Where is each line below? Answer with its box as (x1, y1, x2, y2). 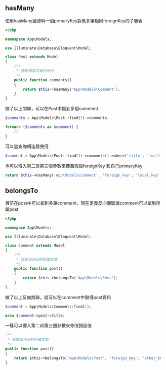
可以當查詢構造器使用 (5, 143, 48, 149)
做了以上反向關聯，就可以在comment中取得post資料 (5, 294, 111, 300)
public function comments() (14, 77, 72, 82)
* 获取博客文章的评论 (16, 68, 54, 73)
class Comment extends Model (5, 243, 65, 248)
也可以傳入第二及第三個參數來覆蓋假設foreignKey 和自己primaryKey (5, 163, 143, 169)
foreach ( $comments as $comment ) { (5, 124, 79, 129)
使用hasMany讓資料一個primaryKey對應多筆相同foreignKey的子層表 (5, 17, 143, 24)
